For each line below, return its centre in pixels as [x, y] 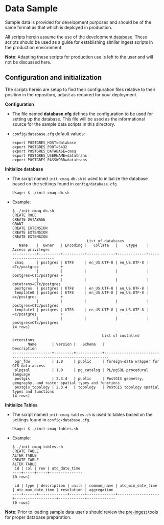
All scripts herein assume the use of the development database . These [76, 37]
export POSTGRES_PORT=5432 [40, 147]
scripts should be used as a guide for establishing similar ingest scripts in [79, 42]
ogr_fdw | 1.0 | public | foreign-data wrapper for [87, 361]
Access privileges [31, 249]
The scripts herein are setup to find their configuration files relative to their [80, 89]
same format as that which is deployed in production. [59, 27]
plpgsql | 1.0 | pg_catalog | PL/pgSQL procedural [81, 370]
